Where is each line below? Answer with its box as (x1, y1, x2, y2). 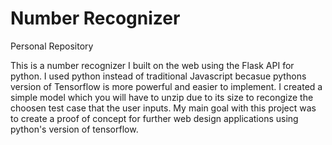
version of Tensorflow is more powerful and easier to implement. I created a (10, 80, 323, 92)
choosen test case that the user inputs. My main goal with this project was (10, 102, 317, 114)
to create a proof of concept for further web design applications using (10, 112, 299, 124)
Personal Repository (10, 40, 94, 52)
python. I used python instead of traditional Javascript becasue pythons (10, 70, 307, 82)
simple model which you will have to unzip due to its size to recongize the (10, 91, 314, 103)
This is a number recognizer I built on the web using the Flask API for (10, 59, 295, 71)
